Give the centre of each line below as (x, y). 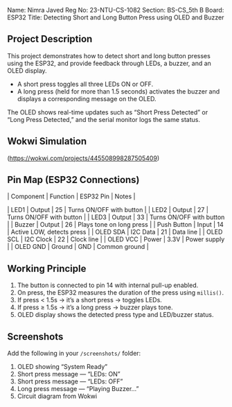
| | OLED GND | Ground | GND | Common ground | (78, 247)
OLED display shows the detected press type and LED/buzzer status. (115, 315)
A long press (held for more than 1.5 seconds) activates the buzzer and (118, 91)
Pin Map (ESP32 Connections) (73, 180)
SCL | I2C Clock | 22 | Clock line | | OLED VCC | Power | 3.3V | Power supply (116, 239)
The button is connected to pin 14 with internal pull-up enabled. (108, 285)
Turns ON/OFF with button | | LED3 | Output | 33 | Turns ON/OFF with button (116, 217)
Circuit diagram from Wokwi (57, 396)
